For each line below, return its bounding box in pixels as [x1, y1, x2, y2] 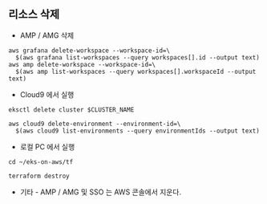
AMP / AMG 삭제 [19, 31, 75, 40]
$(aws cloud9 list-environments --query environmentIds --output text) [15, 127, 261, 135]
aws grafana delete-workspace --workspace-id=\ [8, 47, 171, 55]
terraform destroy [8, 172, 70, 180]
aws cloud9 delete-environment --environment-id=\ [8, 120, 181, 128]
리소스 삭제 [8, 7, 60, 22]
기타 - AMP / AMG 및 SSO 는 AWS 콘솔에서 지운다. [19, 187, 182, 197]
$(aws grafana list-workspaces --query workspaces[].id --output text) [15, 53, 261, 62]
